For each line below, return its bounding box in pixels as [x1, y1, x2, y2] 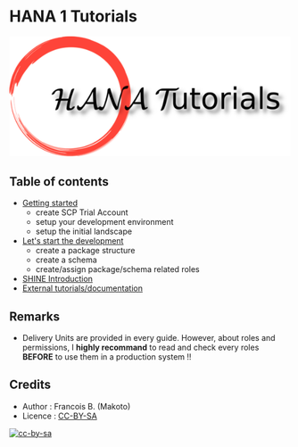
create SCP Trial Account [35, 207, 128, 218]
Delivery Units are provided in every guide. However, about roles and [21, 332, 276, 343]
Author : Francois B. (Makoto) [21, 401, 131, 411]
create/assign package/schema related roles [35, 264, 201, 275]
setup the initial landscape [35, 226, 132, 237]
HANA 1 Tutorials [9, 6, 138, 27]
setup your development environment [35, 217, 174, 228]
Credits [9, 377, 52, 393]
